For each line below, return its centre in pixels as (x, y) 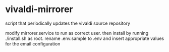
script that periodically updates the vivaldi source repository (68, 23)
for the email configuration (33, 43)
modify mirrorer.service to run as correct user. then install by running (77, 33)
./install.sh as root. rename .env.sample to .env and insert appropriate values (85, 38)
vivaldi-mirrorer (39, 9)
